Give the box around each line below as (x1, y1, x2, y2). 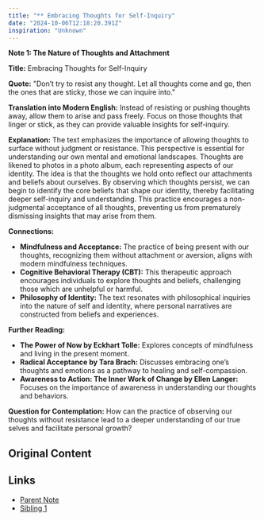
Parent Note (19, 495, 59, 504)
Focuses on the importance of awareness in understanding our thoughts (19, 383, 256, 392)
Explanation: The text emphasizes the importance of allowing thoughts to (8, 135, 250, 145)
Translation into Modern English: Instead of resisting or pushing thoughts (8, 103, 251, 112)
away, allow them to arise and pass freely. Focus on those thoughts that (8, 111, 243, 121)
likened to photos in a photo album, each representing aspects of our (8, 161, 234, 170)
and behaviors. (19, 391, 69, 401)
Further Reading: (8, 325, 66, 335)
